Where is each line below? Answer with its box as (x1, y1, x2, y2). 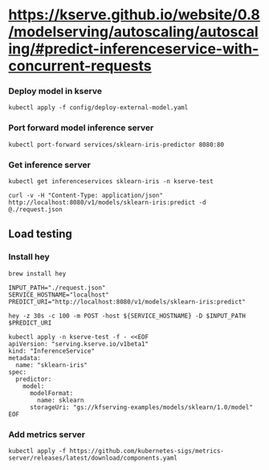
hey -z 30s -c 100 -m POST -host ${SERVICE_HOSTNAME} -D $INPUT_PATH (8, 312, 247, 320)
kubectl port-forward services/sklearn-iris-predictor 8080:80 (8, 141, 225, 149)
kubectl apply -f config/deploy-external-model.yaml (8, 104, 189, 112)
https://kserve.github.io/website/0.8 (8, 6, 261, 24)
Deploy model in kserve (8, 86, 103, 97)
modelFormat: (29, 389, 74, 397)
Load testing (8, 227, 72, 241)
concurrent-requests (8, 57, 152, 76)
